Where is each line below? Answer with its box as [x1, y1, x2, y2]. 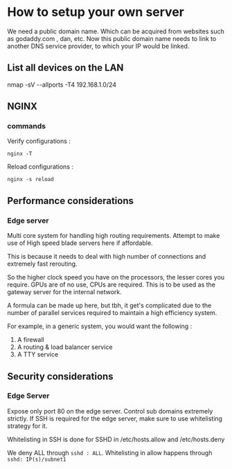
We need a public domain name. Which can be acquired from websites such [7, 27, 225, 35]
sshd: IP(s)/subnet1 [7, 456, 67, 463]
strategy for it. [7, 421, 48, 430]
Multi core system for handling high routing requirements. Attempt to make [7, 232, 220, 240]
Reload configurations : [7, 162, 74, 171]
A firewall [17, 336, 45, 344]
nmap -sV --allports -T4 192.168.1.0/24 [7, 80, 116, 89]
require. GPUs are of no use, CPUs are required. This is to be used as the [7, 280, 216, 289]
